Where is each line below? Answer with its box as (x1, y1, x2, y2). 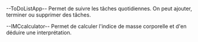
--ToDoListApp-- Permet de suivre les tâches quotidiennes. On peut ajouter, (6, 5, 192, 12)
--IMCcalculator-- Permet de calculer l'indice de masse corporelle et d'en (6, 23, 187, 30)
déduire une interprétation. (6, 29, 72, 36)
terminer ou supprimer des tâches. (6, 11, 91, 18)
